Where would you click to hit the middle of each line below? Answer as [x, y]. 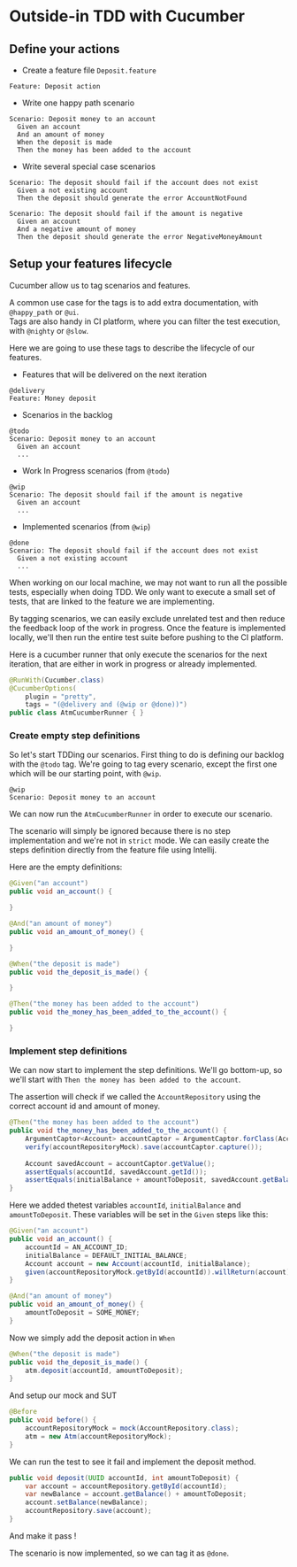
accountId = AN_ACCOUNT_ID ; [76, 1247]
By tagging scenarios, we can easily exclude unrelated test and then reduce [147, 618]
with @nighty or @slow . [49, 330]
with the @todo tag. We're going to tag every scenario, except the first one [143, 764]
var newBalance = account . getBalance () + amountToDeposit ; [136, 1494]
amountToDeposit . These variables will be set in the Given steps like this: [139, 1215]
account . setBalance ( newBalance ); [87, 1502]
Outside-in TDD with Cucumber [127, 16]
